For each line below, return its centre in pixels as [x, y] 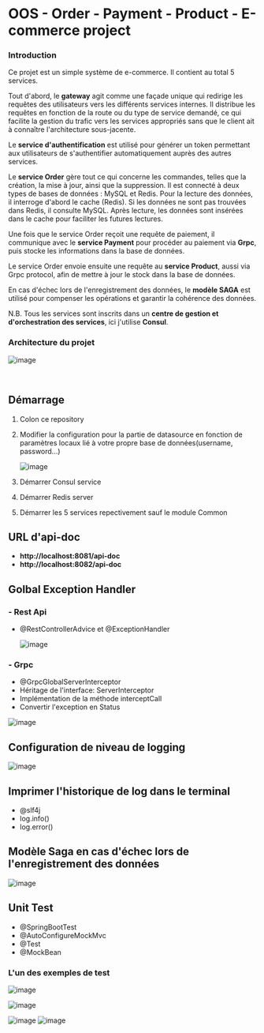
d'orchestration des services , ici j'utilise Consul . [88, 322]
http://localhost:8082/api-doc [71, 565]
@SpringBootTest [48, 927]
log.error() [36, 827]
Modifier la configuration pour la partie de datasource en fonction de [131, 434]
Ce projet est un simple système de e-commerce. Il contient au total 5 [121, 73]
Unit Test [31, 908]
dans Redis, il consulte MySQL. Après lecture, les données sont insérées [126, 211]
